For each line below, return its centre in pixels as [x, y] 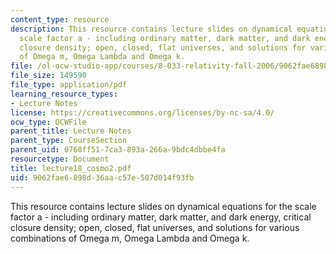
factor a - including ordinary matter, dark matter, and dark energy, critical [161, 217]
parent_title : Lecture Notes [71, 131]
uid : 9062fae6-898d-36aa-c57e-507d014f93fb [102, 177]
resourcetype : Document [60, 159]
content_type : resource [60, 19]
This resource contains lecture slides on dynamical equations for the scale [163, 206]
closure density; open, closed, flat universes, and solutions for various [155, 227]
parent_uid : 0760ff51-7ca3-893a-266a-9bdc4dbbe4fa [118, 150]
